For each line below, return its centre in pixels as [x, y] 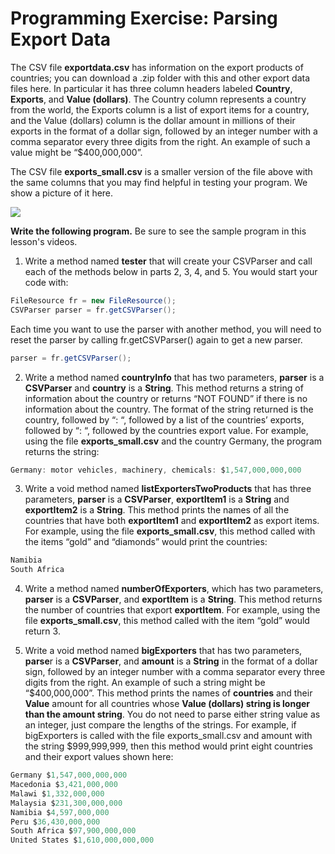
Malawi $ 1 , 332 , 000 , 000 [57, 793]
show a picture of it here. [62, 193]
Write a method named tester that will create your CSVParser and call [168, 261]
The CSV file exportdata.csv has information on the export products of [157, 67]
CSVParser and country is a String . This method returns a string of [164, 388]
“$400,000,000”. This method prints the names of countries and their [168, 693]
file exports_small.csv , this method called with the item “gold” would [167, 621]
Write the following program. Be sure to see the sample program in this [158, 231]
